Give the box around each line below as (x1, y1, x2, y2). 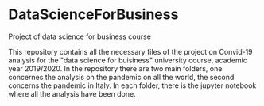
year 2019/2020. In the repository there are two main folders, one (8, 63, 223, 73)
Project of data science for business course (8, 32, 151, 41)
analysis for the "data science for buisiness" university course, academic (8, 55, 248, 65)
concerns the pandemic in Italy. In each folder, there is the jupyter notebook (8, 81, 257, 90)
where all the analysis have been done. (8, 89, 137, 98)
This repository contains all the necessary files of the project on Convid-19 (8, 47, 253, 56)
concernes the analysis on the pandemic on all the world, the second (8, 72, 235, 81)
